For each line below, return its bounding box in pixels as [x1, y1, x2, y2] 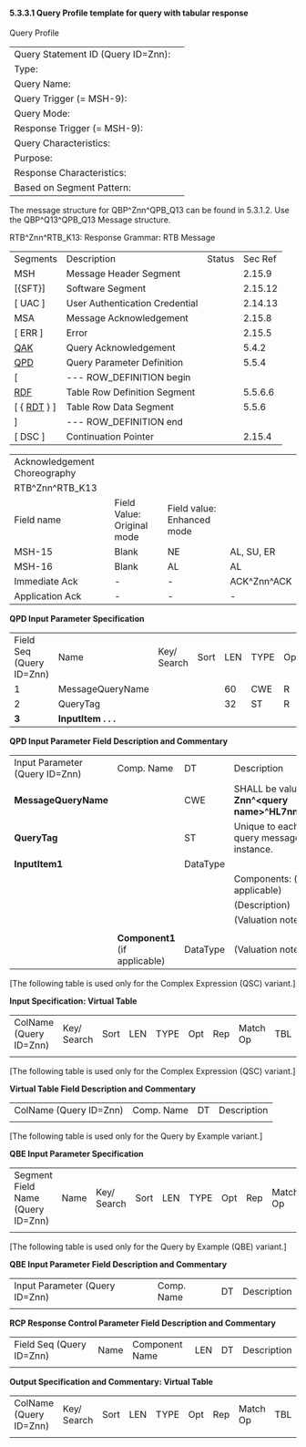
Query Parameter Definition [66, 357, 184, 369]
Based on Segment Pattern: [14, 181, 132, 194]
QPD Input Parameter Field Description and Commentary [9, 736, 229, 747]
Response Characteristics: [14, 167, 127, 180]
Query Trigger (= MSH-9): [14, 92, 127, 105]
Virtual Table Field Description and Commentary [9, 1083, 196, 1094]
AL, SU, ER [229, 545, 276, 558]
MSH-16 [14, 561, 53, 574]
